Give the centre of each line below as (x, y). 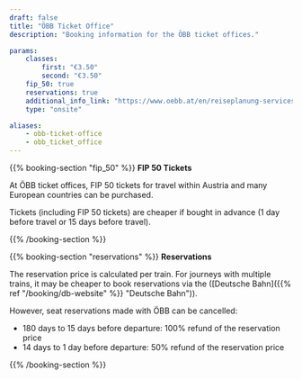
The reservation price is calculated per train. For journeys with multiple (140, 274)
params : (24, 50)
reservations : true (62, 92)
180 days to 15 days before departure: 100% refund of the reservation (151, 328)
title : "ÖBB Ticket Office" (62, 26)
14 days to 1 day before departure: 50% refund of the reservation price (153, 347)
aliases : (26, 126)
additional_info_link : (68, 101)
